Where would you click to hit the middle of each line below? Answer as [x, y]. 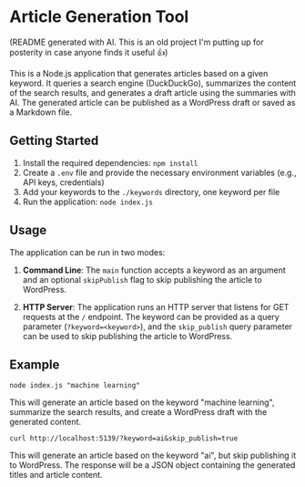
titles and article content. [56, 475]
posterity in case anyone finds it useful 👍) [89, 52]
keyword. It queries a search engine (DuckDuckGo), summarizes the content [153, 83]
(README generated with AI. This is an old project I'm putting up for [137, 42]
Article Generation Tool [99, 17]
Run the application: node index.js [87, 202]
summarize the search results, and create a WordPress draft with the [138, 412]
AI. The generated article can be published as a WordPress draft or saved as [152, 102]
